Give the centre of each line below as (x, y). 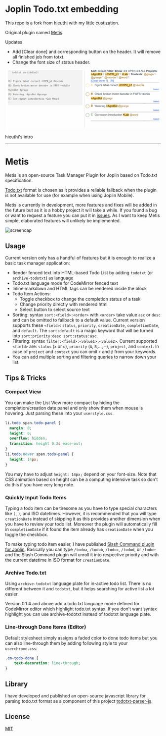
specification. (19, 181)
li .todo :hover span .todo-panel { (40, 454)
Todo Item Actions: (31, 294)
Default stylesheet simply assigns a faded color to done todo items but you (82, 638)
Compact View (23, 392)
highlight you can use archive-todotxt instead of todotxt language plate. (78, 614)
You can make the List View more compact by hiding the (62, 403)
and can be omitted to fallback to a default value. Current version (79, 320)
